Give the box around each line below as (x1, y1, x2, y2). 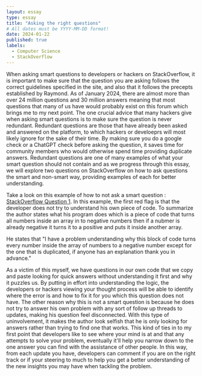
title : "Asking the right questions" (6, 20, 101, 26)
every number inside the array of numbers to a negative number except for (6, 241, 192, 248)
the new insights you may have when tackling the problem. (6, 362, 153, 369)
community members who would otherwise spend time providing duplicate (6, 147, 192, 155)
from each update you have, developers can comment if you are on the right (6, 349, 196, 357)
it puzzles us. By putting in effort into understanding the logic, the (6, 279, 169, 286)
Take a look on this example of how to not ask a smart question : (6, 191, 166, 198)
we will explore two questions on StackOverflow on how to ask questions (6, 167, 188, 174)
